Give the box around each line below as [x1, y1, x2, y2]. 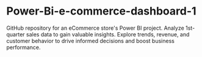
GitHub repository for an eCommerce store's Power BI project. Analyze [6, 24, 184, 32]
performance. [6, 44, 41, 51]
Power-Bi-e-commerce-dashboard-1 [6, 4, 197, 18]
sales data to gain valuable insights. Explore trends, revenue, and [26, 30, 190, 38]
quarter [6, 30, 26, 38]
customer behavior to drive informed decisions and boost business [6, 37, 175, 44]
